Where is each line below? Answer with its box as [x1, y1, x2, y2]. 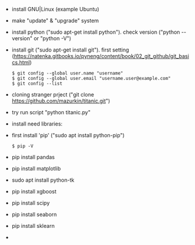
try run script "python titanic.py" [11, 109, 90, 115]
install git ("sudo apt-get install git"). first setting [11, 46, 129, 53]
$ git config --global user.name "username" [11, 70, 123, 76]
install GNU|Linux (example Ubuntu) [11, 6, 99, 12]
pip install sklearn [11, 223, 55, 229]
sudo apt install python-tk [11, 176, 75, 183]
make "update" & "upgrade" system [11, 17, 99, 24]
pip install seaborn [11, 211, 57, 218]
